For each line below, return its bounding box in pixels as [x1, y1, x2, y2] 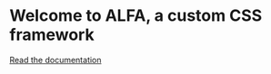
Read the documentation [9, 54, 102, 65]
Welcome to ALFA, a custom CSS [9, 5, 263, 26]
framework [9, 24, 95, 45]
